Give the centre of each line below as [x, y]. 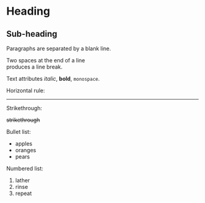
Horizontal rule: [26, 90]
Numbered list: [25, 168]
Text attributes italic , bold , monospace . [53, 79]
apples [23, 144]
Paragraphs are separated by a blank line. [59, 48]
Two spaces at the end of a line [46, 60]
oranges [26, 150]
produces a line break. [34, 67]
